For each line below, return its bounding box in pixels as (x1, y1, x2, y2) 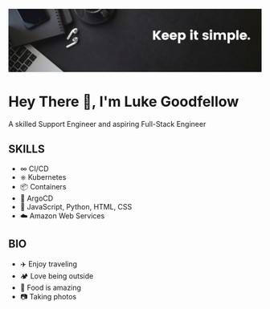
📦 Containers (19, 181, 67, 191)
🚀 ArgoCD (19, 193, 54, 203)
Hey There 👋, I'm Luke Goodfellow (8, 93, 239, 111)
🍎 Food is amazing (19, 283, 82, 292)
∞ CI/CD (19, 164, 50, 173)
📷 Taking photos (19, 291, 77, 301)
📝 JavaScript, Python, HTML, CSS (19, 201, 133, 211)
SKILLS (8, 142, 46, 157)
